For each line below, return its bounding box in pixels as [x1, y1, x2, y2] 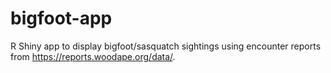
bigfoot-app [10, 7, 113, 30]
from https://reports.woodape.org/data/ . [10, 50, 176, 62]
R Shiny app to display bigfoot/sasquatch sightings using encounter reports [10, 40, 322, 52]
